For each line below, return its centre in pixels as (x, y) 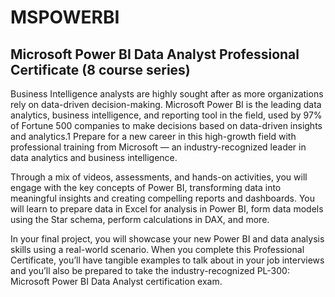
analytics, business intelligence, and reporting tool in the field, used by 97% (166, 115)
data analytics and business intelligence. (94, 157)
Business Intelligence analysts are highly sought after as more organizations (167, 94)
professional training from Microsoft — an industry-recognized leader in (158, 147)
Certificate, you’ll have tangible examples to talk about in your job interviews (167, 260)
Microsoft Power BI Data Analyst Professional (155, 54)
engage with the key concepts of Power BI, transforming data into (146, 187)
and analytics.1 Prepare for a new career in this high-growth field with (153, 136)
